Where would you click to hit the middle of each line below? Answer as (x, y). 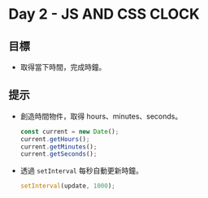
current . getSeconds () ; (58, 154)
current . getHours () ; (55, 139)
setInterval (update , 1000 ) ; (67, 186)
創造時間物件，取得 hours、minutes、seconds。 (101, 116)
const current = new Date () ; (69, 131)
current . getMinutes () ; (58, 147)
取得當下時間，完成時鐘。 (63, 67)
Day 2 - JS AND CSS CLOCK (104, 14)
